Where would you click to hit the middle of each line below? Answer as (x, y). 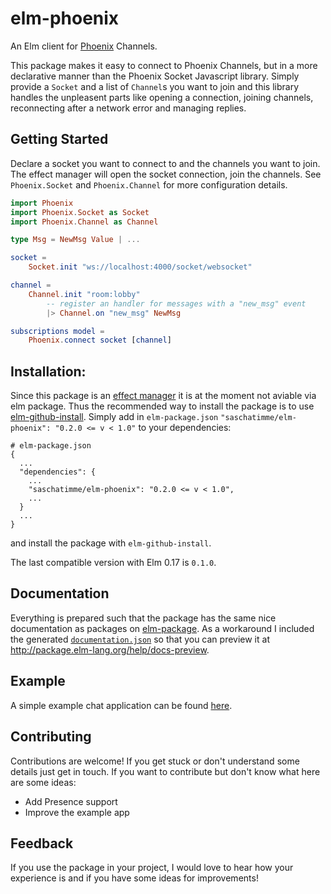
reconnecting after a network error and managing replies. (128, 108)
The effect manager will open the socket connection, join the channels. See (166, 174)
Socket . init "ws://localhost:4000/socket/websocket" (140, 267)
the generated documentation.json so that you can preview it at (140, 639)
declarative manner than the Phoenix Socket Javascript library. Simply (155, 76)
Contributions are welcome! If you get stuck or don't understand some (155, 761)
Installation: (48, 371)
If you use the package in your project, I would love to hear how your (152, 868)
